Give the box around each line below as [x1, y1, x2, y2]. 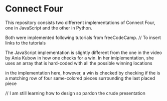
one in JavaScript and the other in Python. [5, 24, 92, 30]
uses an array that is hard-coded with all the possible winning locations [5, 60, 152, 66]
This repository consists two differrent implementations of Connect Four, [5, 19, 155, 25]
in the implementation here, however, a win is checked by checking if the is [5, 69, 160, 75]
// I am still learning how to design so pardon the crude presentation [5, 90, 145, 96]
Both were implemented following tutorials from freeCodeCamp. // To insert [5, 34, 161, 40]
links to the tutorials [5, 39, 46, 45]
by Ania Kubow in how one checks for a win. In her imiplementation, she [5, 54, 154, 60]
